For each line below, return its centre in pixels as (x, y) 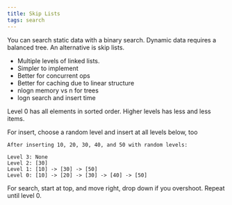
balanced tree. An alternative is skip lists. (66, 47)
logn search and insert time (56, 97)
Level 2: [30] (28, 163)
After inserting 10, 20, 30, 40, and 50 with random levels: (98, 145)
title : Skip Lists (34, 14)
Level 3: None (28, 157)
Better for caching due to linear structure (76, 83)
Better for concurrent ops (53, 75)
